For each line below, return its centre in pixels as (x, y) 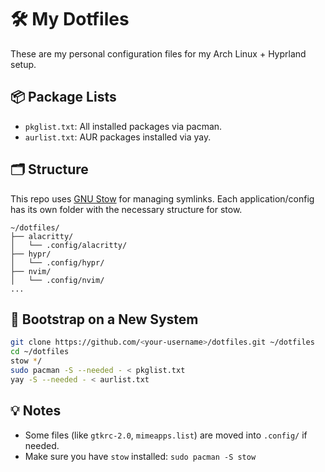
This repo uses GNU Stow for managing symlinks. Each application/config (162, 198)
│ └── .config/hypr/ (57, 262)
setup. (23, 64)
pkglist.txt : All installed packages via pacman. (123, 126)
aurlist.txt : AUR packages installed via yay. (118, 137)
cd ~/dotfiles (40, 352)
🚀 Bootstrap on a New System (104, 319)
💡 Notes (36, 411)
